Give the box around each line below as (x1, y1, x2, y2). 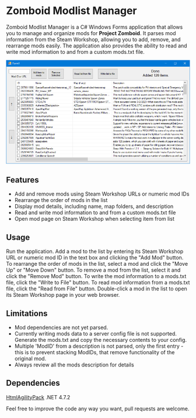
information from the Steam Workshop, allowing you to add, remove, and (6, 36, 181, 43)
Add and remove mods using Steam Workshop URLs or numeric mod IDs (14, 190, 190, 197)
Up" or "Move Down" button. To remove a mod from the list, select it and (6, 266, 181, 273)
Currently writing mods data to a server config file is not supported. (14, 330, 177, 337)
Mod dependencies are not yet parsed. (14, 324, 108, 331)
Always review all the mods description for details (14, 361, 134, 368)
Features (6, 174, 39, 185)
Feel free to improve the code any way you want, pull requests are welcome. (6, 405, 190, 412)
